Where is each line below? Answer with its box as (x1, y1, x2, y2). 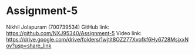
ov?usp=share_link (6, 42, 52, 49)
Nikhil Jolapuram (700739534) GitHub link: (6, 23, 110, 30)
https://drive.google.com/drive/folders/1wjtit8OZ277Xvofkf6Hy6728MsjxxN (6, 36, 189, 43)
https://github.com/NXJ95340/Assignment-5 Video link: (6, 29, 142, 36)
